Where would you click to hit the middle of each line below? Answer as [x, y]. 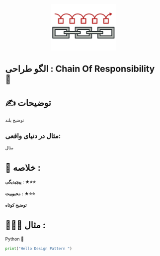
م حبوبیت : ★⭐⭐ [20, 193]
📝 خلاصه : [23, 168]
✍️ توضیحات [28, 103]
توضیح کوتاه [16, 205]
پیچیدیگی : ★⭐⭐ [21, 182]
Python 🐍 [14, 239]
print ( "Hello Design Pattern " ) [39, 249]
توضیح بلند [15, 120]
